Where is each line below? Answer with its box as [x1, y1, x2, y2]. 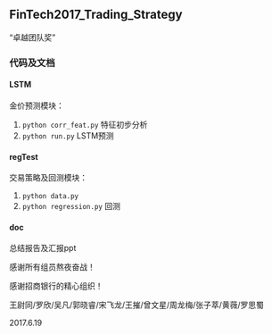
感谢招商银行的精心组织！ [9, 281, 103, 291]
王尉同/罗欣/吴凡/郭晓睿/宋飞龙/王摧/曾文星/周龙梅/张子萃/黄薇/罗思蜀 [9, 299, 265, 311]
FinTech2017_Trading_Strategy [9, 7, 183, 22]
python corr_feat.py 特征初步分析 [21, 119, 148, 130]
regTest [9, 151, 38, 162]
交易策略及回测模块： [9, 172, 87, 183]
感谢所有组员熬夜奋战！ [9, 262, 95, 272]
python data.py [21, 192, 79, 201]
